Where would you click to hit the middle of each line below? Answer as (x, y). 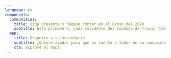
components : (17, 15)
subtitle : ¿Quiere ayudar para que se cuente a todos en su (79, 43)
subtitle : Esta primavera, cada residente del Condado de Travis (85, 29)
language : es (19, 10)
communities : (23, 19)
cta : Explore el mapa (37, 47)
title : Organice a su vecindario (50, 38)
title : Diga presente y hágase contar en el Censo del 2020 (79, 24)
